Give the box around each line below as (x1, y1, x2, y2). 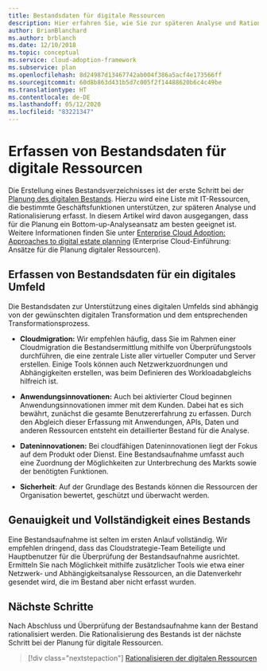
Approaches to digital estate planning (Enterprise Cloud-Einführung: (8, 236, 232, 245)
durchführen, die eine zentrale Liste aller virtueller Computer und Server (19, 351, 256, 360)
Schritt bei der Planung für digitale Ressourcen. (8, 638, 164, 648)
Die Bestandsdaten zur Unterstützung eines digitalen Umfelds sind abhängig (8, 301, 259, 311)
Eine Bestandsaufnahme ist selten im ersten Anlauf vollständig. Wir (8, 535, 228, 544)
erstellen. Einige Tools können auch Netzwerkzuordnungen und (19, 359, 228, 369)
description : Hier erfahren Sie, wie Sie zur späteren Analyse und (8, 19, 237, 27)
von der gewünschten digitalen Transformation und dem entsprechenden (8, 310, 248, 320)
